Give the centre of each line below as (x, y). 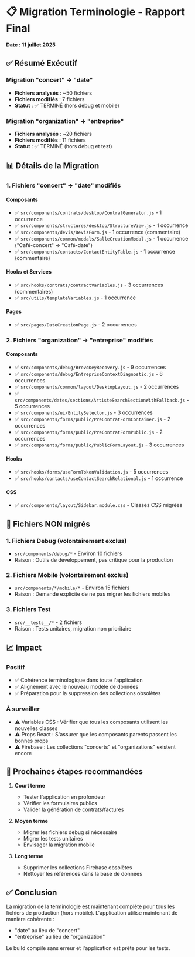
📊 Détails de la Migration (53, 166)
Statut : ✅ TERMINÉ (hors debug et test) (63, 146)
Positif (16, 667)
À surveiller (23, 709)
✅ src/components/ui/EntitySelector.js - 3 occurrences (84, 412)
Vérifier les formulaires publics (60, 803)
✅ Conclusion (32, 892)
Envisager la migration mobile (59, 845)
